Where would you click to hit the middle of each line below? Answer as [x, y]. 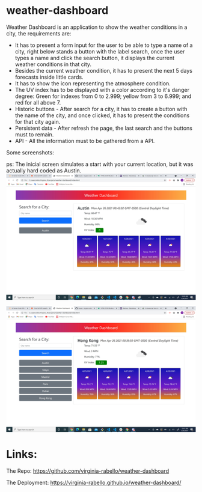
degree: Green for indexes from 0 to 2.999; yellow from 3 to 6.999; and [103, 96]
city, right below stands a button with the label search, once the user [100, 51]
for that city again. [38, 121]
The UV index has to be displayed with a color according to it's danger [102, 90]
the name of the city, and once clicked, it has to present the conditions [102, 115]
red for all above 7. [38, 102]
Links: [22, 454]
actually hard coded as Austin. [44, 170]
